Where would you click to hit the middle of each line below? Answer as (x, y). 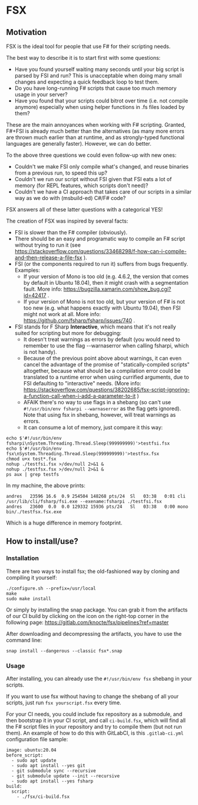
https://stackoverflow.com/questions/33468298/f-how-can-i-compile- (100, 251)
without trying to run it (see (48, 245)
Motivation (27, 32)
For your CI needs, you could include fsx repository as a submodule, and (94, 714)
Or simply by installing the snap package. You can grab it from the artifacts (97, 610)
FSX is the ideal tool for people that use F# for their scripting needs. (88, 46)
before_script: (25, 755)
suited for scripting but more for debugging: (68, 333)
